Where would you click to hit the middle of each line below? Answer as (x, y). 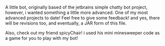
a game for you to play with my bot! (42, 38)
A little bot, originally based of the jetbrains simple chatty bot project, (76, 7)
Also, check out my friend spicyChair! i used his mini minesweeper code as (82, 33)
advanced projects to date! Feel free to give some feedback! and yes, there (82, 18)
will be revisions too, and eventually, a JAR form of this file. (66, 23)
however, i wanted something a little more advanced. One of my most (77, 12)
